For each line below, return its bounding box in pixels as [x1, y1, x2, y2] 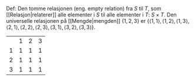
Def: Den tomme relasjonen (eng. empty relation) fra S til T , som [6, 5, 161, 12]
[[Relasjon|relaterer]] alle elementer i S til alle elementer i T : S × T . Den [6, 11, 177, 18]
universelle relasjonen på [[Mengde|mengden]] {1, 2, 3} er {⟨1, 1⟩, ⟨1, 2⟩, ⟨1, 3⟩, [6, 18, 190, 24]
